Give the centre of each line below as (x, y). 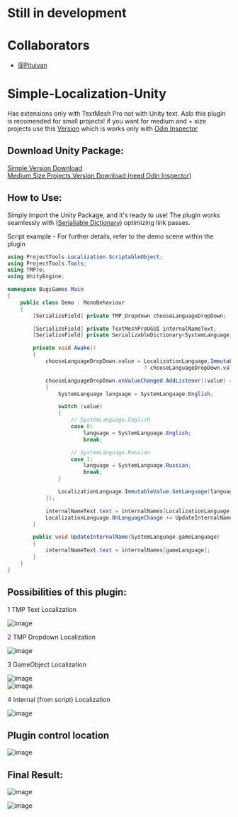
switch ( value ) (80, 407)
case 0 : (82, 427)
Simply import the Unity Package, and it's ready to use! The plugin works (114, 215)
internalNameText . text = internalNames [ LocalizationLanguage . (139, 511)
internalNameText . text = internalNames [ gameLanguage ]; (128, 550)
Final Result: (35, 775)
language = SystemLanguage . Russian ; (137, 466)
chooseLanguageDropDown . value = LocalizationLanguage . (128, 361)
